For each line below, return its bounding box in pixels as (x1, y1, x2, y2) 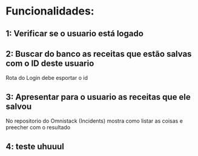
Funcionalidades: (5, 4, 94, 18)
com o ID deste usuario (5, 58, 94, 68)
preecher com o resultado (5, 124, 71, 131)
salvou (5, 101, 32, 111)
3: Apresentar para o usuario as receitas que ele (5, 92, 191, 102)
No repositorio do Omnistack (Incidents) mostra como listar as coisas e (5, 117, 183, 125)
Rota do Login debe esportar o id (5, 74, 88, 82)
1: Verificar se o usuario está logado (5, 28, 144, 39)
